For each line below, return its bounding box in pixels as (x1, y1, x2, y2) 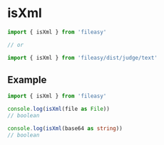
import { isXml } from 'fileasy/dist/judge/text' (7, 54, 158, 61)
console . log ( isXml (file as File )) (7, 105, 111, 113)
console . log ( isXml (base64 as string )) (7, 125, 123, 132)
